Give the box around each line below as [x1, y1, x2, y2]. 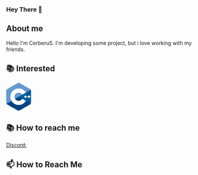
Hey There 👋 [6, 5, 43, 14]
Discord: [6, 142, 27, 149]
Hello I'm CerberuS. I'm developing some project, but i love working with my [6, 39, 192, 46]
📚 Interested [6, 63, 55, 74]
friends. [6, 46, 25, 53]
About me [6, 24, 43, 34]
